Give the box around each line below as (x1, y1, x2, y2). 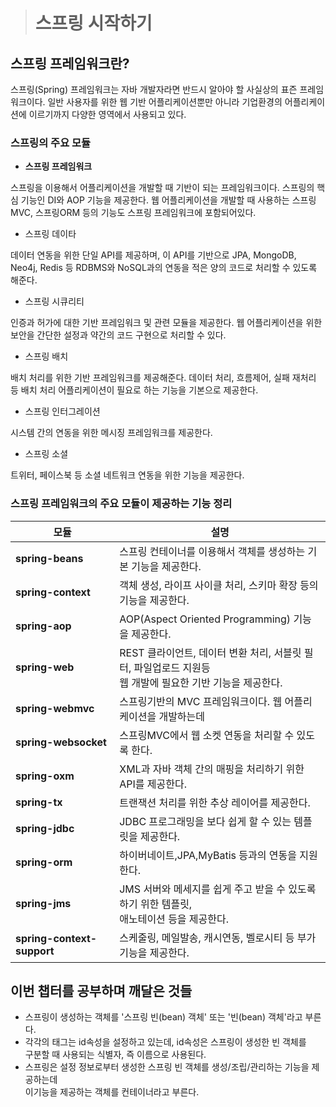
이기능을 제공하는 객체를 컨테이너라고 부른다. (24, 1086, 200, 1098)
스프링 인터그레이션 (24, 405, 101, 418)
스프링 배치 (24, 350, 69, 363)
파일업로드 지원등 (133, 660, 211, 674)
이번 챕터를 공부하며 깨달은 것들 (10, 982, 193, 999)
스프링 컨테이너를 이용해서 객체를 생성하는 (119, 544, 306, 558)
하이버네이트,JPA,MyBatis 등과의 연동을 (119, 848, 297, 862)
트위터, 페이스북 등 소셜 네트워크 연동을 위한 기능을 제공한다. (10, 469, 245, 481)
